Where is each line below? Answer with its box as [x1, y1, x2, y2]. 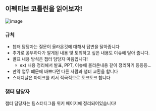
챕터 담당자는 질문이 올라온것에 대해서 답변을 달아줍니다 [12, 44, 120, 50]
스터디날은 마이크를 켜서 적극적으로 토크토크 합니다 [12, 75, 110, 81]
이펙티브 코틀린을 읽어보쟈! [5, 4, 83, 13]
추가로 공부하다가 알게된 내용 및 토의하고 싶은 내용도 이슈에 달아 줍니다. [12, 50, 150, 56]
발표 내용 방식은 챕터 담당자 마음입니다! [12, 56, 88, 62]
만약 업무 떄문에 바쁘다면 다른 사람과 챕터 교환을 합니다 [12, 68, 118, 74]
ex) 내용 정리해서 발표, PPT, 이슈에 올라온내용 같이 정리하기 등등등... [19, 62, 152, 68]
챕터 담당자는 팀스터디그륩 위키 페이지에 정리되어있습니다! [5, 101, 116, 107]
